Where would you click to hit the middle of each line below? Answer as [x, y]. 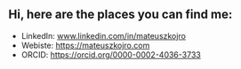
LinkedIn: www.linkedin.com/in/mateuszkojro [103, 35]
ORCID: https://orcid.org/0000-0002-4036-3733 [111, 54]
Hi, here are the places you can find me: [120, 15]
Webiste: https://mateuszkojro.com [85, 45]
